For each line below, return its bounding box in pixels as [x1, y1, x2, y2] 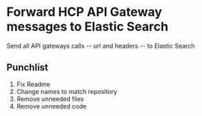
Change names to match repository [16, 87, 118, 95]
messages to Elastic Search [6, 19, 169, 35]
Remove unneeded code [16, 101, 87, 110]
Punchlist [6, 61, 49, 73]
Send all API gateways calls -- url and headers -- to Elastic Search [6, 41, 195, 50]
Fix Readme [16, 80, 50, 88]
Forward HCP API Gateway [6, 4, 163, 20]
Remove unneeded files [16, 95, 84, 103]
